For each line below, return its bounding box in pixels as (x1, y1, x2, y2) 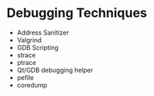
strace (16, 51, 36, 59)
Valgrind (16, 35, 42, 44)
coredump (16, 80, 48, 89)
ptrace (16, 58, 37, 66)
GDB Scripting (16, 43, 59, 52)
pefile (16, 73, 34, 82)
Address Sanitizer (16, 28, 69, 37)
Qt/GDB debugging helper (16, 66, 94, 74)
